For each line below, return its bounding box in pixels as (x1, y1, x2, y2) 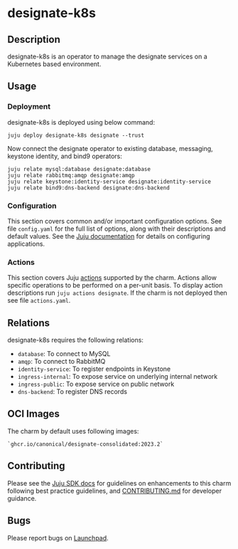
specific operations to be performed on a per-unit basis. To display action (7, 281, 223, 290)
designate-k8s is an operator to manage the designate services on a (7, 52, 207, 61)
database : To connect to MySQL (17, 350, 111, 358)
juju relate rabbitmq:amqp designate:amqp (7, 172, 135, 179)
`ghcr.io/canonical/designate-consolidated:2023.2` (7, 440, 163, 448)
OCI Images (7, 408, 60, 420)
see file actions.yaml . (7, 296, 71, 305)
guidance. (7, 493, 37, 503)
